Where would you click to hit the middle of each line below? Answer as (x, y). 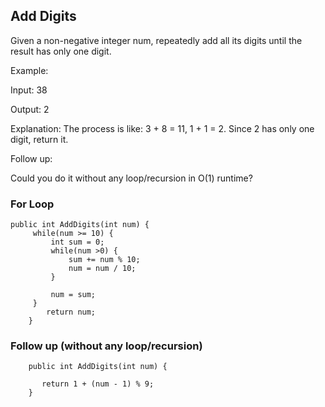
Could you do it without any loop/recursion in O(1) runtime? (131, 178)
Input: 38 (29, 90)
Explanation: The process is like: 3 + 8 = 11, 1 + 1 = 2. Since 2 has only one (162, 128)
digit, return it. (39, 139)
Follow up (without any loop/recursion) (106, 346)
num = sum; (73, 295)
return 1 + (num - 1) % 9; (98, 384)
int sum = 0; (77, 242)
